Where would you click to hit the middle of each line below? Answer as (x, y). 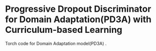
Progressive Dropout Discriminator (78, 9)
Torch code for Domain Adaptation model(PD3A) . (56, 43)
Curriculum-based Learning (64, 30)
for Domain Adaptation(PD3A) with (78, 19)
